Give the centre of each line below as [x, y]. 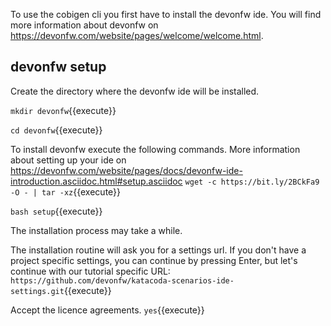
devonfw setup [58, 67]
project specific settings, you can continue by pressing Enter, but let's [154, 260]
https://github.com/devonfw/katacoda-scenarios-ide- [122, 280]
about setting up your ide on [68, 160]
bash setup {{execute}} [56, 211]
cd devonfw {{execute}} [56, 130]
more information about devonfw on [84, 25]
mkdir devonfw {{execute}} [63, 110]
